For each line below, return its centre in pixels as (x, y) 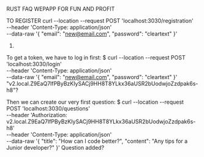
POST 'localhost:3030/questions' (48, 109)
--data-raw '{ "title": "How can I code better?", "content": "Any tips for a (97, 141)
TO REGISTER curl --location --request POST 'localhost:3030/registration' (100, 21)
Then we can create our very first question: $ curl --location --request (95, 102)
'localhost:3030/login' (34, 64)
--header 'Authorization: (37, 115)
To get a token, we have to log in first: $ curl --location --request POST (96, 57)
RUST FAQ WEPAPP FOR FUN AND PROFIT (61, 9)
